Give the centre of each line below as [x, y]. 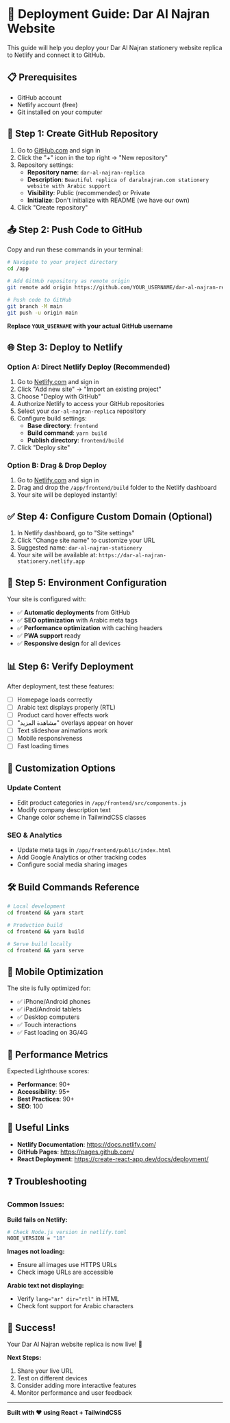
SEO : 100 [30, 1106]
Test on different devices [52, 1378]
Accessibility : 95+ [43, 1092]
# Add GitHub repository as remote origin [68, 281]
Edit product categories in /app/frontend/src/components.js [102, 803]
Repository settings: [45, 165]
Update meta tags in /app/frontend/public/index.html [94, 850]
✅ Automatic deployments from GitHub [74, 613]
